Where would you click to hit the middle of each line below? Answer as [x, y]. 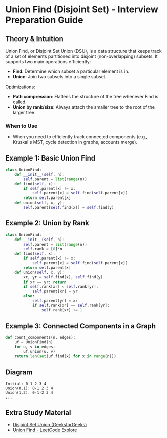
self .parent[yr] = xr [55, 301]
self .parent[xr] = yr [55, 291]
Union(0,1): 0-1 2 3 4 [29, 388]
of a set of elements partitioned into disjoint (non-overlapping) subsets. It [81, 56]
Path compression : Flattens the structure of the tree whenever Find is [86, 96]
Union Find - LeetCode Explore [45, 430]
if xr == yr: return [45, 282]
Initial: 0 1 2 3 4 [26, 384]
